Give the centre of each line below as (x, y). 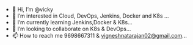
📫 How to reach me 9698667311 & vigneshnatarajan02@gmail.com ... (100, 36)
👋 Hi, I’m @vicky (33, 9)
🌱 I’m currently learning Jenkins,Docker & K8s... (72, 22)
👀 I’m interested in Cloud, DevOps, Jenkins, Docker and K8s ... (90, 16)
